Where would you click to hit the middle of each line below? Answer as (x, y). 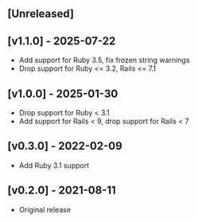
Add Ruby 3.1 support (54, 165)
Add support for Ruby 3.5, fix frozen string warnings (104, 60)
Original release (45, 209)
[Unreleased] (41, 14)
